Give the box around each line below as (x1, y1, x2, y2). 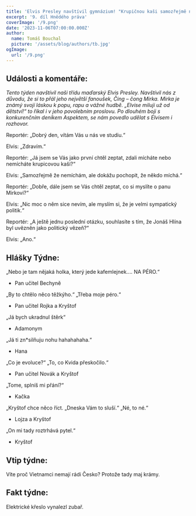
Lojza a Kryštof (14, 416, 51, 423)
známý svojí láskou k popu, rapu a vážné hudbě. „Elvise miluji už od (6, 102, 170, 109)
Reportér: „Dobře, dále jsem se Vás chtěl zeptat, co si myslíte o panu (6, 183, 171, 190)
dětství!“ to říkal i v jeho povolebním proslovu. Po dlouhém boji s (6, 108, 160, 115)
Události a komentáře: (6, 74, 88, 84)
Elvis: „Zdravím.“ (6, 143, 46, 150)
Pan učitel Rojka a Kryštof (14, 302, 77, 309)
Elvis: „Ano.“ (6, 236, 36, 243)
